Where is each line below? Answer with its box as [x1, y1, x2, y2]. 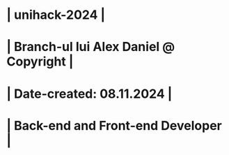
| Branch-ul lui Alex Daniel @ [6, 39, 175, 55]
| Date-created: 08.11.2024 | [6, 86, 173, 101]
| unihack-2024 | [6, 7, 106, 23]
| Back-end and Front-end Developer [6, 117, 222, 133]
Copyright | [6, 54, 74, 70]
